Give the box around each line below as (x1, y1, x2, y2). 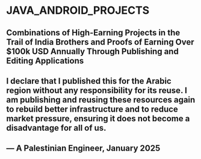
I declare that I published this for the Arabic (6, 76, 172, 86)
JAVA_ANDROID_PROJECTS (6, 4, 150, 17)
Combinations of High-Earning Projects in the (6, 28, 181, 38)
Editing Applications (6, 55, 84, 66)
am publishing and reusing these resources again (6, 94, 196, 105)
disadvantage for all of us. (6, 122, 107, 133)
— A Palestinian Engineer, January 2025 (6, 143, 161, 154)
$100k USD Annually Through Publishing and (6, 46, 179, 56)
